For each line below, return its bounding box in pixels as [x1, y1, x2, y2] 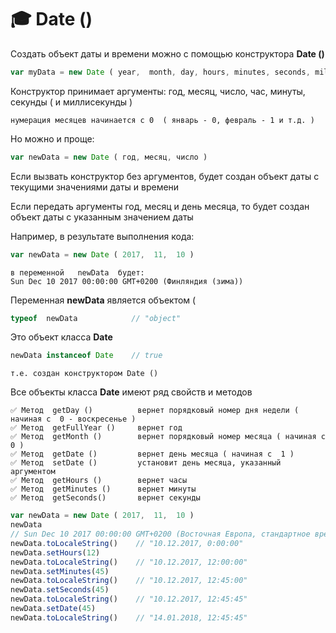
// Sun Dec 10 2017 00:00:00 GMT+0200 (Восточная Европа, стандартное [10, 529, 311, 540]
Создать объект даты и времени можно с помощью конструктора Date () [10, 47, 325, 60]
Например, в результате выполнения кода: [10, 230, 195, 242]
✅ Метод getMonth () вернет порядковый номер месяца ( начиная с [10, 432, 327, 442]
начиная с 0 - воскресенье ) [10, 414, 137, 425]
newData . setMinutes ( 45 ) [10, 566, 110, 576]
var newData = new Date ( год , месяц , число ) [10, 152, 208, 162]
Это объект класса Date [10, 331, 113, 343]
